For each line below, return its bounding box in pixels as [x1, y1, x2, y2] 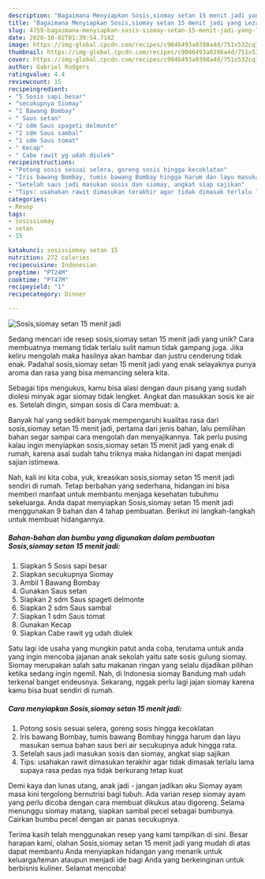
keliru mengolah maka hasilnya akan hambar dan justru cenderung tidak [8, 351, 242, 360]
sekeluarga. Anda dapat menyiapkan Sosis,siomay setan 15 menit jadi [8, 498, 234, 507]
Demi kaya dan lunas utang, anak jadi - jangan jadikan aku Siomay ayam [8, 780, 243, 790]
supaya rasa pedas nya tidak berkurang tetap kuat [19, 765, 184, 775]
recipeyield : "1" [8, 283, 65, 291]
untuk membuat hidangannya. [8, 515, 105, 524]
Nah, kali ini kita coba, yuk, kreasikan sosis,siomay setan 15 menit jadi [8, 473, 235, 482]
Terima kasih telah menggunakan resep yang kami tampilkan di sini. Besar [8, 829, 248, 839]
